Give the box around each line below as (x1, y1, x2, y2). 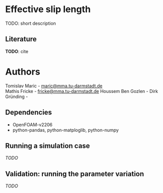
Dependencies (5, 108, 52, 117)
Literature (5, 35, 37, 43)
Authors (5, 66, 40, 77)
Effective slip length (5, 4, 91, 15)
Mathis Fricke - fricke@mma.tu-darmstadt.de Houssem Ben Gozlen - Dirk (5, 88, 158, 94)
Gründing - (5, 93, 28, 100)
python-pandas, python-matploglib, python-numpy (12, 127, 119, 133)
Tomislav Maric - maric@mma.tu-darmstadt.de (5, 82, 102, 89)
